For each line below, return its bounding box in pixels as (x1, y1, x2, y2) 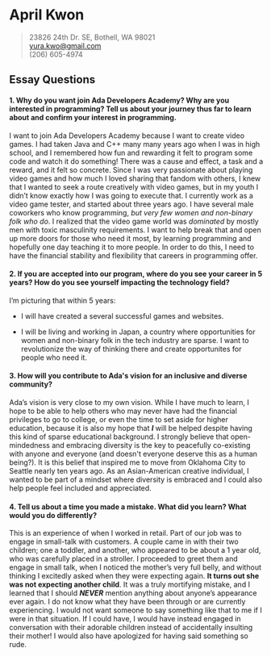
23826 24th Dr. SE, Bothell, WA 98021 (28, 32, 156, 42)
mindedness (9, 440, 51, 449)
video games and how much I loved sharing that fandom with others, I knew (9, 173, 261, 183)
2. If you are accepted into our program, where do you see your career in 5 (9, 269, 263, 279)
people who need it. (20, 353, 88, 362)
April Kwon (9, 6, 85, 24)
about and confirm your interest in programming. (9, 112, 177, 122)
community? (9, 379, 53, 389)
